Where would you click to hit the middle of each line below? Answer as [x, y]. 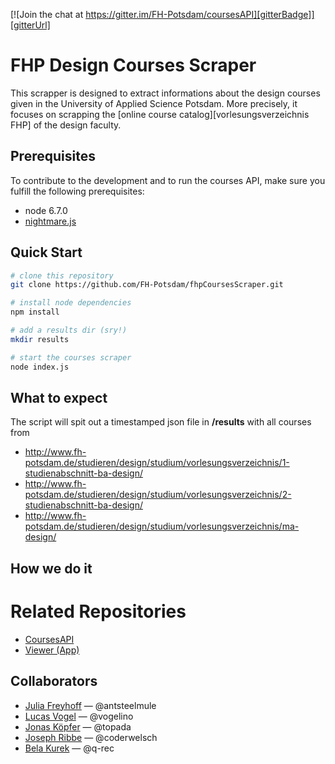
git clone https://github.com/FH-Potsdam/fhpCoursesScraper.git [147, 285]
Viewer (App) [52, 650]
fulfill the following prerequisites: [77, 191]
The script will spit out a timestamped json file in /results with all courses [161, 422]
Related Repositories [98, 611]
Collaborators [54, 681]
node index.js [40, 367]
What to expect [59, 397]
